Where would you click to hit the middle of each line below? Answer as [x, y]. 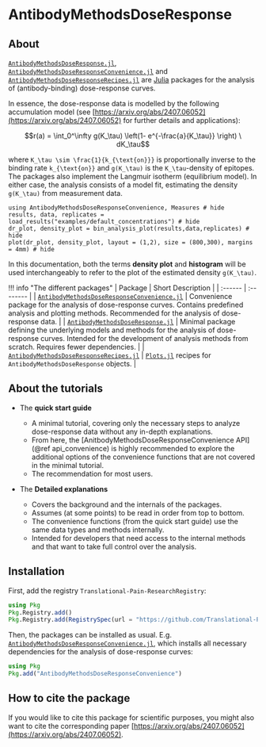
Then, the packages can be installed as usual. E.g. [90, 635]
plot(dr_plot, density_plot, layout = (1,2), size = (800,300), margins [131, 243]
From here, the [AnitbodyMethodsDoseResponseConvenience [133, 440]
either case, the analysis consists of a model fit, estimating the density [123, 185]
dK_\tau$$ [133, 144]
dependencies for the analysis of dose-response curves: [101, 652]
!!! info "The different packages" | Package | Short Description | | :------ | [127, 288]
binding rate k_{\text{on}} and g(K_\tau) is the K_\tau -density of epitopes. [131, 168]
